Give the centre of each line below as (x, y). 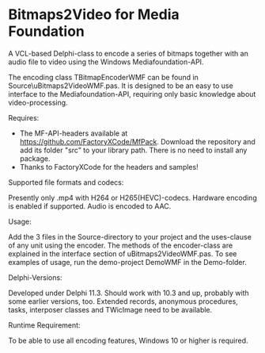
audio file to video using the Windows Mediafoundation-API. (106, 62)
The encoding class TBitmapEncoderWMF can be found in (104, 77)
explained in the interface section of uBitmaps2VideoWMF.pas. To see (123, 253)
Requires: (24, 117)
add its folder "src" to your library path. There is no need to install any (133, 150)
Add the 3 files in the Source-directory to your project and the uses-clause (130, 236)
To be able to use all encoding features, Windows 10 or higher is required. (128, 340)
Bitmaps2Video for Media (94, 15)
